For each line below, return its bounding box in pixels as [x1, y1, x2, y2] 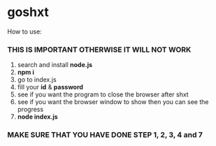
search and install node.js [17, 61, 93, 69]
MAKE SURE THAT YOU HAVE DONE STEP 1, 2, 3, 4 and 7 [7, 130, 203, 140]
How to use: [7, 27, 42, 36]
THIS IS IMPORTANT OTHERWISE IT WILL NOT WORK [7, 45, 192, 54]
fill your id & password [17, 83, 84, 92]
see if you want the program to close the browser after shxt [17, 90, 189, 98]
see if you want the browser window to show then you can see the [17, 98, 209, 106]
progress [17, 105, 44, 114]
